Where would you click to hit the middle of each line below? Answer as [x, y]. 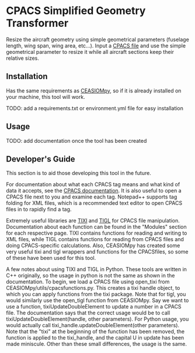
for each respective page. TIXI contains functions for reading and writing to [97, 233]
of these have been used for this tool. [51, 258]
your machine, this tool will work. [46, 97]
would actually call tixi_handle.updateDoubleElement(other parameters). [93, 325]
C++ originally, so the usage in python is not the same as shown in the [90, 276]
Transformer [37, 23]
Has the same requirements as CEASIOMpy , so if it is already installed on [94, 90]
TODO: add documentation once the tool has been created [76, 140]
